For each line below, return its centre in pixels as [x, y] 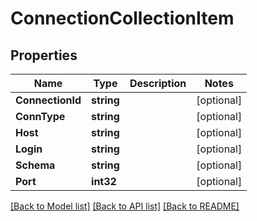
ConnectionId [48, 100]
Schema [35, 165]
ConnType [40, 116]
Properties [44, 55]
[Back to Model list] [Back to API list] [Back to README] [125, 206]
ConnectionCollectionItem [122, 18]
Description [158, 83]
